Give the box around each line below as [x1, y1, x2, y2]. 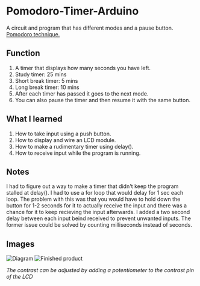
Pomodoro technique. [6, 30, 60, 37]
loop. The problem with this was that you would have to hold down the [6, 195, 181, 203]
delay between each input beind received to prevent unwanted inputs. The [6, 215, 192, 222]
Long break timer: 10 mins [14, 83, 80, 91]
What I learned [6, 114, 63, 125]
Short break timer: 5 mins [14, 77, 78, 84]
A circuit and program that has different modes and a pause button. [6, 24, 173, 31]
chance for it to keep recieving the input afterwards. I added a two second [6, 209, 190, 216]
